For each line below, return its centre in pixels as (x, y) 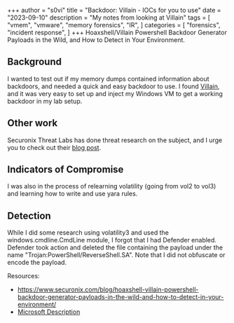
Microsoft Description (49, 312)
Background (34, 62)
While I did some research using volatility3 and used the (88, 233)
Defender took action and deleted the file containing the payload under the (115, 247)
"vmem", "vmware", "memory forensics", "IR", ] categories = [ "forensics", (114, 25)
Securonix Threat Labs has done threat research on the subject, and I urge (115, 140)
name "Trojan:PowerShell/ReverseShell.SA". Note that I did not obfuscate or (116, 255)
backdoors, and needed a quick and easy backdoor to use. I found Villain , (113, 86)
